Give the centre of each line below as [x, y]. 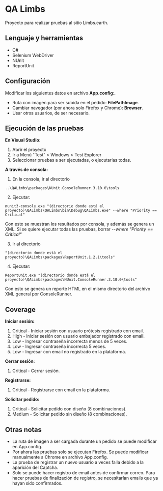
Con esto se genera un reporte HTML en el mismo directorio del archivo [78, 289]
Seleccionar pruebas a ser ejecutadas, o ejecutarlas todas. [72, 160]
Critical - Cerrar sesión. [36, 371]
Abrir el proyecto [29, 150]
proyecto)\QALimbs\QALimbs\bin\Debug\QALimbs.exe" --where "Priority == [81, 211]
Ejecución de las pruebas [44, 128]
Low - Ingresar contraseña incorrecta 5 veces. [59, 347]
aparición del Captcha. [35, 467]
